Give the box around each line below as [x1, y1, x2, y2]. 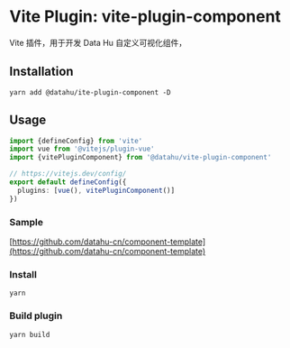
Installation [9, 64, 74, 79]
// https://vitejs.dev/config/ [9, 169, 127, 179]
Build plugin [9, 309, 63, 322]
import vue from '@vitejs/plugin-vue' [9, 144, 155, 154]
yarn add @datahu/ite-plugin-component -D [9, 87, 171, 96]
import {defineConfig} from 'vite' [9, 136, 143, 145]
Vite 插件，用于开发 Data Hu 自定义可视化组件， [9, 37, 187, 48]
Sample [9, 215, 43, 228]
